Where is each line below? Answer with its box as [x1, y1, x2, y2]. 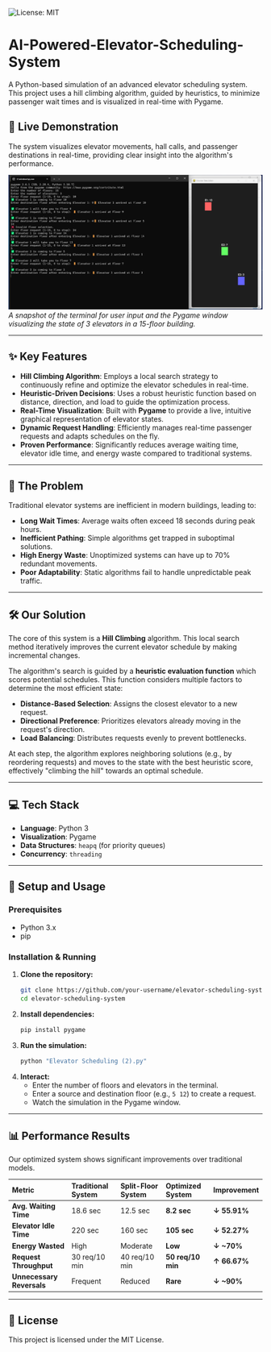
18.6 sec [71, 1205, 102, 1215]
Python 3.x [19, 922, 56, 932]
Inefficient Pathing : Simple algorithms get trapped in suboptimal [19, 533, 236, 543]
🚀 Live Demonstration [8, 120, 119, 134]
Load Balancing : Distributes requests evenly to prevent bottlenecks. [19, 734, 247, 743]
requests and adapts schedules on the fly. [19, 431, 160, 441]
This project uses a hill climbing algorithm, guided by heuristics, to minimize [8, 88, 261, 98]
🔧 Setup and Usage [8, 880, 106, 894]
